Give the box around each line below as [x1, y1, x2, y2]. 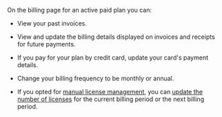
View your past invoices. [17, 19, 88, 27]
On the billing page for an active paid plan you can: [7, 6, 152, 14]
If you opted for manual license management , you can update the [17, 88, 203, 96]
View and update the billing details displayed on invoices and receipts [17, 33, 215, 41]
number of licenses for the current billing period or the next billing [17, 95, 205, 103]
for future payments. [17, 40, 76, 48]
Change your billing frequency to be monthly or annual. [17, 74, 174, 82]
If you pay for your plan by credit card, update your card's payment [17, 53, 209, 62]
